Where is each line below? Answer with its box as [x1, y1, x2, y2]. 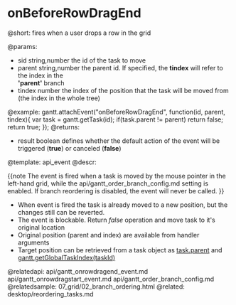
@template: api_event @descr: [7, 158, 97, 166]
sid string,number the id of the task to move [17, 55, 146, 65]
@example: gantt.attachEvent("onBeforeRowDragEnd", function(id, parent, [7, 107, 226, 116]
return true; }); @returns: [7, 122, 80, 131]
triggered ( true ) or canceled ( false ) [17, 144, 122, 152]
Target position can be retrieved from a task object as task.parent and [17, 245, 222, 254]
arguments [17, 238, 50, 247]
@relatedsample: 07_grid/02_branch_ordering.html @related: [7, 282, 185, 291]
